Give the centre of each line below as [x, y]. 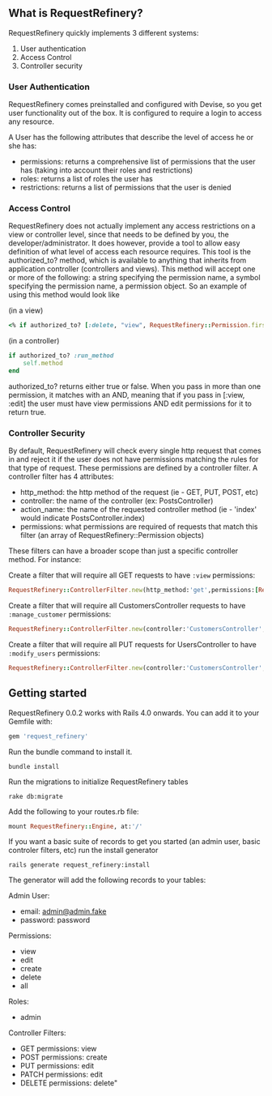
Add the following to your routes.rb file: [74, 811]
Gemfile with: [30, 721]
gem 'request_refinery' [49, 736]
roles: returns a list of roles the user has [87, 179]
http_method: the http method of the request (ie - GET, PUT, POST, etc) [139, 493]
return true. [28, 412]
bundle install [34, 766]
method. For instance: [45, 560]
